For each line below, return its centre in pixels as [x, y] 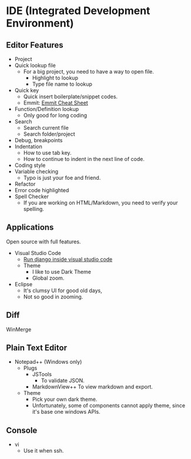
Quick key [27, 90]
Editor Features [35, 45]
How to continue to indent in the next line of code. [84, 159]
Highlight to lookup [55, 78]
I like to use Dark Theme [61, 272]
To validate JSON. [63, 381]
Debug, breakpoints [38, 140]
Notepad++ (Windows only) [48, 362]
